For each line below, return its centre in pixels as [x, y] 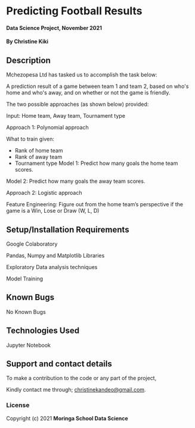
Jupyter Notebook [29, 345]
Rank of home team [39, 151]
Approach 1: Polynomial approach [47, 127]
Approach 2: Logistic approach [44, 193]
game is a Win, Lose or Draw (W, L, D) [53, 211]
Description [28, 60]
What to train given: [30, 139]
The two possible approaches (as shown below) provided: [78, 104]
